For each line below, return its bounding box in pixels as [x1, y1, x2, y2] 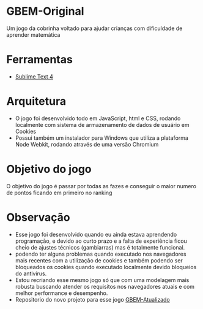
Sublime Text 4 [15, 72, 54, 80]
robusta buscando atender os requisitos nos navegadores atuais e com [15, 283, 194, 290]
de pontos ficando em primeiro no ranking [6, 189, 113, 196]
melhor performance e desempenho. [15, 289, 108, 297]
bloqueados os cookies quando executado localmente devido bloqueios [15, 263, 197, 270]
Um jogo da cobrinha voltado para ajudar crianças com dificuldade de [6, 25, 183, 32]
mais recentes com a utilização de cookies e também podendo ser [15, 256, 183, 264]
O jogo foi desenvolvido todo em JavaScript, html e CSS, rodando [15, 115, 181, 122]
